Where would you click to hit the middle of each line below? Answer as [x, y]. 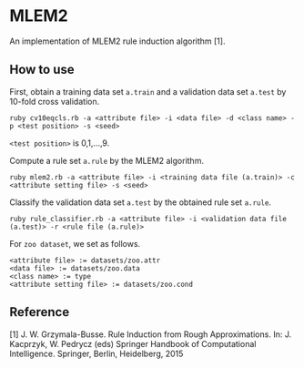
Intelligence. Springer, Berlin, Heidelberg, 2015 [96, 353]
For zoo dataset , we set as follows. [75, 243]
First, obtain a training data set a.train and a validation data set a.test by [148, 91]
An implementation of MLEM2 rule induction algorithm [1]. [117, 41]
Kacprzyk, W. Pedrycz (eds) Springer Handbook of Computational [133, 343]
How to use [42, 70]
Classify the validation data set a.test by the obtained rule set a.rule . [140, 202]
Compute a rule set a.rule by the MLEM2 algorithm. [107, 160]
